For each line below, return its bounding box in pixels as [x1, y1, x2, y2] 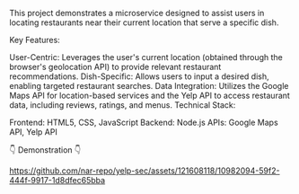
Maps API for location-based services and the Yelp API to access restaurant [9, 90, 290, 101]
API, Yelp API [9, 127, 58, 137]
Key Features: [9, 35, 60, 45]
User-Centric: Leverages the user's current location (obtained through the [9, 52, 283, 62]
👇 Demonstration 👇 [9, 145, 82, 155]
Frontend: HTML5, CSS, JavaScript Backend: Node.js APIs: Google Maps [9, 117, 278, 128]
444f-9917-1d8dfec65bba [9, 175, 106, 185]
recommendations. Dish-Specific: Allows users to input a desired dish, [9, 71, 269, 82]
